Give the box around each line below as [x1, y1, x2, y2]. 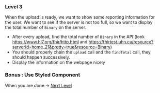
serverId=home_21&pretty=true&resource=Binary [12, 44, 111, 50]
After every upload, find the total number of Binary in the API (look [12, 34, 145, 40]
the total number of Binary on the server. [5, 25, 86, 30]
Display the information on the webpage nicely [12, 59, 105, 66]
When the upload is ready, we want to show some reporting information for [5, 14, 155, 20]
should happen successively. [12, 54, 70, 60]
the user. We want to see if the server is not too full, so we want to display [5, 19, 153, 25]
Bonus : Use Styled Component [5, 71, 80, 78]
